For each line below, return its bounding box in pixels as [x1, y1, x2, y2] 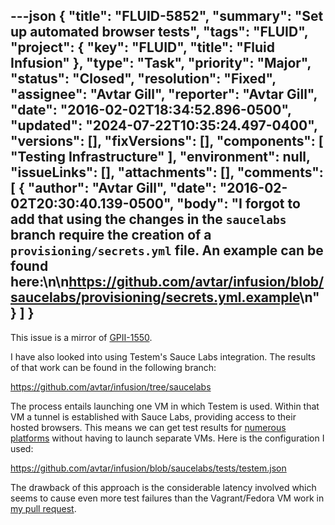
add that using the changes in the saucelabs [10, 211, 287, 228]
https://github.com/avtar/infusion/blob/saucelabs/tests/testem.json [10, 462, 287, 474]
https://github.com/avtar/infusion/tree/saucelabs [10, 380, 212, 393]
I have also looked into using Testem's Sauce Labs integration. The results [10, 350, 316, 363]
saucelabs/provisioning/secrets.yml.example [10, 289, 300, 306]
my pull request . [10, 502, 77, 514]
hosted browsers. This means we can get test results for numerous [10, 421, 287, 433]
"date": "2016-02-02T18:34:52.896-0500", [10, 102, 292, 119]
